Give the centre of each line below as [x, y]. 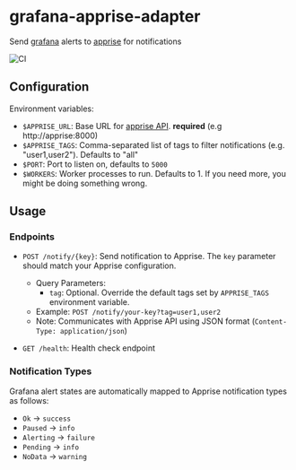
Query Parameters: [70, 283]
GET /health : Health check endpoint [88, 348]
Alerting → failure [59, 437]
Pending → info [50, 447]
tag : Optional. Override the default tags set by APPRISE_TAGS [159, 292]
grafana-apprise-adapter [105, 17]
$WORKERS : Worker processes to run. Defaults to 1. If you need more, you [154, 173]
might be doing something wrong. [85, 183]
